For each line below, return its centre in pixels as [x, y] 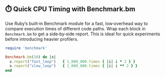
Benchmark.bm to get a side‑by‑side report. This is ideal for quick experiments [83, 34]
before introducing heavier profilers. [42, 39]
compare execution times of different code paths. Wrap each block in [76, 28]
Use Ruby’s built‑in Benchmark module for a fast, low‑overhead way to [77, 23]
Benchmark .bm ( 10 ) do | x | [31, 57]
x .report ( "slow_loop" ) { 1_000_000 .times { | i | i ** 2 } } [74, 66]
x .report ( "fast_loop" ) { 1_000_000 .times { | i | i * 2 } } [72, 61]
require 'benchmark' [26, 48]
